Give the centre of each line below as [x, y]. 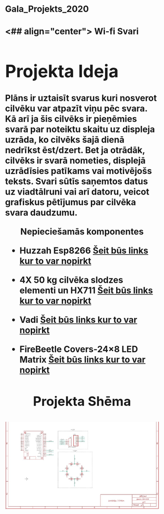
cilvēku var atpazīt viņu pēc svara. [76, 109]
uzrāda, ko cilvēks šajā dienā [65, 140]
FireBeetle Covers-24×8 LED [79, 349]
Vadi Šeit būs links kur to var [78, 320]
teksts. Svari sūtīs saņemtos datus [76, 182]
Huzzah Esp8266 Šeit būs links [84, 251]
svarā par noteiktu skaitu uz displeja [80, 130]
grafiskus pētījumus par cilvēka [71, 202]
